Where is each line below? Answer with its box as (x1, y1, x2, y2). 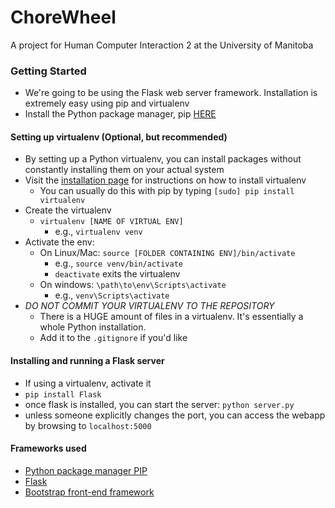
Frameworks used (10, 442, 87, 455)
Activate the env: (24, 236, 95, 248)
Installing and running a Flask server (10, 355, 165, 367)
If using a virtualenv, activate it (24, 377, 152, 389)
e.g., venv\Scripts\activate (54, 289, 170, 301)
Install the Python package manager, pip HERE (24, 108, 217, 120)
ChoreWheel (10, 6, 117, 29)
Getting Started (10, 64, 87, 78)
